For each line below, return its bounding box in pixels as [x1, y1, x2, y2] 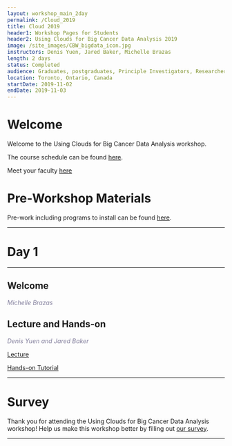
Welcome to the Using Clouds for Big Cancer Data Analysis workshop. [7, 139, 207, 148]
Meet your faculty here [7, 166, 72, 175]
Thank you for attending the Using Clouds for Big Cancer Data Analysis [7, 417, 209, 425]
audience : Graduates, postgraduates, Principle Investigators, [7, 68, 193, 75]
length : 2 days [7, 55, 51, 62]
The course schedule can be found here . [7, 153, 123, 162]
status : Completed [7, 61, 60, 68]
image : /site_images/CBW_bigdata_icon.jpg [7, 42, 131, 49]
